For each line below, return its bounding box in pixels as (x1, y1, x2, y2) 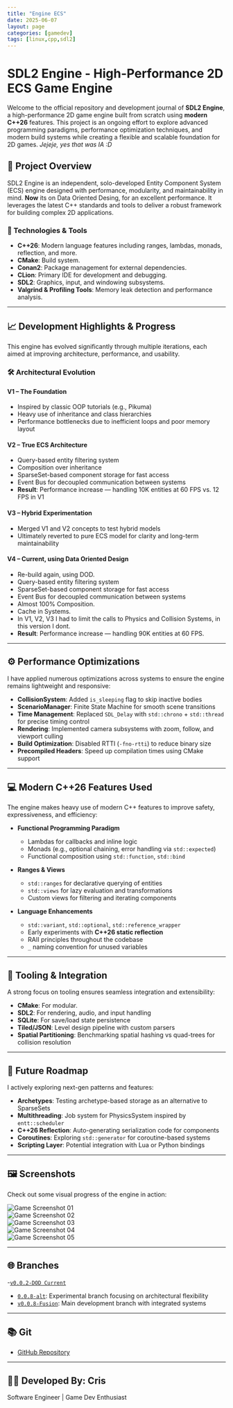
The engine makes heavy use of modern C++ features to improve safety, (7, 803, 215, 812)
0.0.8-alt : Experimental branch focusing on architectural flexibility (17, 1291, 209, 1300)
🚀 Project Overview (7, 160, 92, 172)
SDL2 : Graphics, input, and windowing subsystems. (17, 278, 165, 286)
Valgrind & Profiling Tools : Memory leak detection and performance (17, 286, 213, 294)
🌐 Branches (7, 1260, 59, 1271)
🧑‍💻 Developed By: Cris (7, 1375, 106, 1386)
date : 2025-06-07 (7, 17, 58, 24)
